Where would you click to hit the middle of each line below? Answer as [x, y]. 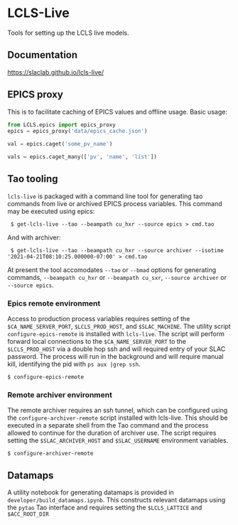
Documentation [43, 55]
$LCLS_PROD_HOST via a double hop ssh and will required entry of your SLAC [117, 349]
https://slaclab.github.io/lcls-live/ [56, 72]
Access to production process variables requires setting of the [99, 319]
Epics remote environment [54, 303]
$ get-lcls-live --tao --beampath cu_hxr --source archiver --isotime [117, 250]
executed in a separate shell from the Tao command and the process [108, 426]
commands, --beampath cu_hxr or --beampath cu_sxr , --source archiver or [117, 277]
